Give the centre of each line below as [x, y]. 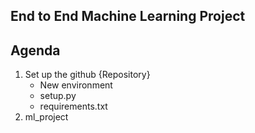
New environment [76, 85]
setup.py [58, 96]
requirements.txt [73, 106]
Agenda [35, 50]
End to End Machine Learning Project [128, 16]
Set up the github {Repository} [87, 75]
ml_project [46, 117]
